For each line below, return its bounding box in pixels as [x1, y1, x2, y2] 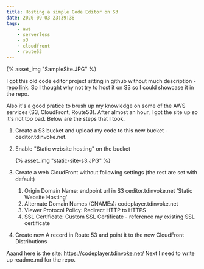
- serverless [17, 32, 51, 38]
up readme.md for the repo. [6, 256, 76, 263]
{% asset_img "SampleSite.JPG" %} [6, 65, 97, 73]
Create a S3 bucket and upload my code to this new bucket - [15, 126, 169, 134]
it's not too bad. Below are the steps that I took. [6, 115, 125, 122]
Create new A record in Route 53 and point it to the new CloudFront [15, 231, 185, 239]
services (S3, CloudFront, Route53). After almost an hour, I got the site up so [6, 108, 198, 116]
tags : [6, 20, 20, 26]
